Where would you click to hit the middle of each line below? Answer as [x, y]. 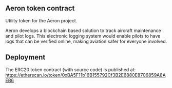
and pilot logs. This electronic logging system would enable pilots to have [83, 36]
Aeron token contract [40, 8]
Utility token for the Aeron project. [41, 20]
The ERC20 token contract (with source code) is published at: [71, 69]
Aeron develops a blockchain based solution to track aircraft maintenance [83, 31]
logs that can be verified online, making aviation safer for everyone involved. [86, 41]
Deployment [25, 57]
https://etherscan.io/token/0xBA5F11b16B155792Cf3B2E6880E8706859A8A [85, 75]
